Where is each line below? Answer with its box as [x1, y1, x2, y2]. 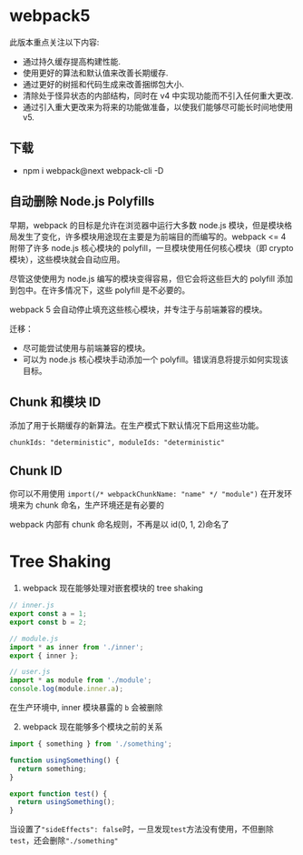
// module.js [9, 634, 59, 643]
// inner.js [9, 601, 54, 610]
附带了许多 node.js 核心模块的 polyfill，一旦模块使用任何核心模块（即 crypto [9, 242, 294, 253]
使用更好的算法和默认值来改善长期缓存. [22, 67, 169, 78]
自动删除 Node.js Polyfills [9, 194, 155, 209]
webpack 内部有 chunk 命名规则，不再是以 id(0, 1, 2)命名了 [9, 519, 230, 530]
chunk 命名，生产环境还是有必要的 [34, 499, 165, 510]
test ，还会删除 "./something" [9, 835, 119, 846]
